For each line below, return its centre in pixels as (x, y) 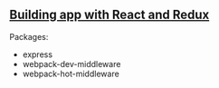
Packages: (29, 36)
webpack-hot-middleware (71, 73)
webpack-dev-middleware (71, 64)
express (37, 54)
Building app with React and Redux (109, 15)
